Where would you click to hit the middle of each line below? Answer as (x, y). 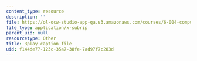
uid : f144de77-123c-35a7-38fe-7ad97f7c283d (60, 49)
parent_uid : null (27, 33)
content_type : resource (35, 11)
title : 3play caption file (39, 44)
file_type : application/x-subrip (47, 28)
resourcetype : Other (31, 38)
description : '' (26, 17)
